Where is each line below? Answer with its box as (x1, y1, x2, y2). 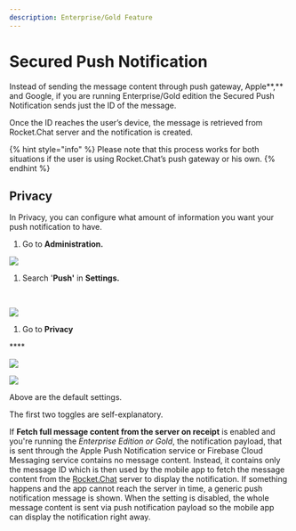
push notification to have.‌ (9, 222, 102, 233)
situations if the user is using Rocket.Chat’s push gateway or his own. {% (9, 153, 276, 164)
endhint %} (9, 162, 51, 174)
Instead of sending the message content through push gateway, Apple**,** (9, 81, 284, 92)
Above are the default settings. (9, 392, 123, 403)
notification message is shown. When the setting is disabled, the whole (9, 493, 269, 503)
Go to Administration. (21, 239, 104, 249)
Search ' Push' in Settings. (21, 273, 120, 283)
